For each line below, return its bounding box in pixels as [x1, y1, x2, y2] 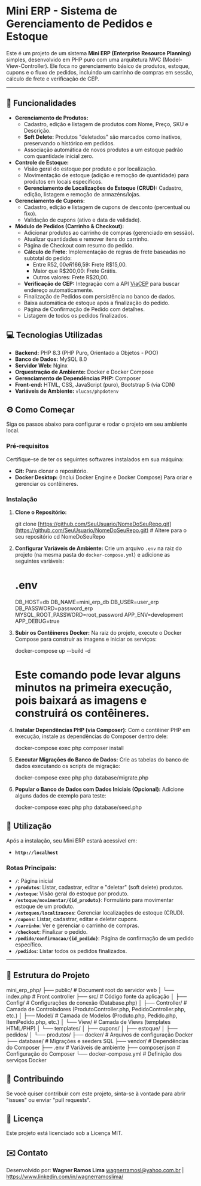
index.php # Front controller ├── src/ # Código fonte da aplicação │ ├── [6, 993, 187, 1000]
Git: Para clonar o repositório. [14, 467, 89, 474]
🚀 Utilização [6, 821, 52, 831]
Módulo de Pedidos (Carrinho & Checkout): [14, 222, 124, 229]
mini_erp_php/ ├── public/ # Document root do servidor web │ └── [6, 986, 175, 993]
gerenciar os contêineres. [14, 480, 78, 487]
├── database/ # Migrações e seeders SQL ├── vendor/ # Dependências [6, 1037, 189, 1044]
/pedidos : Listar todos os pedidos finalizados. [14, 947, 127, 954]
